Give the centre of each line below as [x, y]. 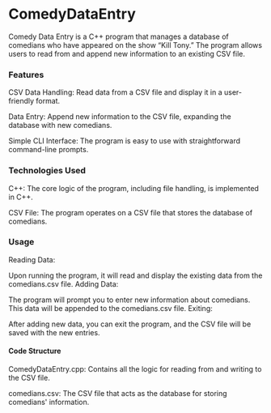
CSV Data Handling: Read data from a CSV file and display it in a [115, 92]
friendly [21, 101]
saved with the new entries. [54, 332]
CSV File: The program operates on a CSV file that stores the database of [131, 212]
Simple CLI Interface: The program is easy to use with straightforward [125, 141]
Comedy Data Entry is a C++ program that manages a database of [119, 36]
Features [26, 75]
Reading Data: [32, 259]
